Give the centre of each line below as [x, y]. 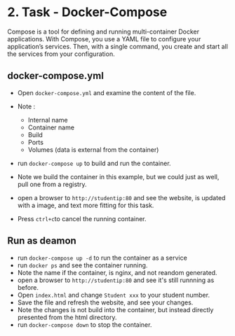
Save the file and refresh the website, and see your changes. [105, 302]
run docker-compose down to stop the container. [85, 324]
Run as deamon [42, 241]
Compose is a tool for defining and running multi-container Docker [103, 31]
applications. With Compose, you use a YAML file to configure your [104, 38]
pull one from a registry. [52, 184]
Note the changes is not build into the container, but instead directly [115, 309]
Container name [51, 127]
